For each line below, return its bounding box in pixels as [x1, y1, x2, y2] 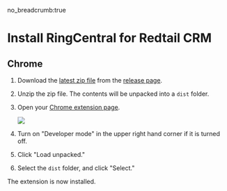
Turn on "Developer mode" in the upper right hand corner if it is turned [17, 130, 221, 138]
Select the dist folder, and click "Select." [17, 164, 135, 172]
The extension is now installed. [7, 177, 96, 185]
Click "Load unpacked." [17, 151, 86, 158]
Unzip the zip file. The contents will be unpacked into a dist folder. [17, 90, 210, 98]
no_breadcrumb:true [7, 6, 66, 14]
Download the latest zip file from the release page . [17, 76, 162, 84]
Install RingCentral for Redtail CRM [7, 31, 212, 46]
